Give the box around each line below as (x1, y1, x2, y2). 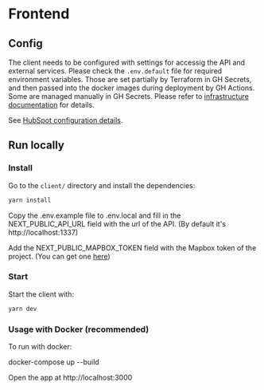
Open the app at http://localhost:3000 (8, 372, 133, 383)
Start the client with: (8, 289, 74, 299)
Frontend (8, 5, 70, 23)
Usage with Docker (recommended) (8, 324, 149, 335)
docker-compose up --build (8, 357, 99, 367)
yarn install (8, 196, 52, 204)
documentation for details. (8, 100, 95, 109)
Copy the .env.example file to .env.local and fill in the (8, 211, 181, 220)
